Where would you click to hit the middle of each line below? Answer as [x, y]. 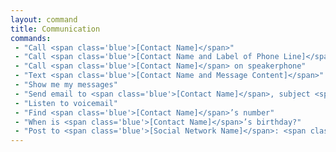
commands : [31, 38]
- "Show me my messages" [66, 85]
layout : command [44, 19]
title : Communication [55, 29]
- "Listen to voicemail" [66, 103]
